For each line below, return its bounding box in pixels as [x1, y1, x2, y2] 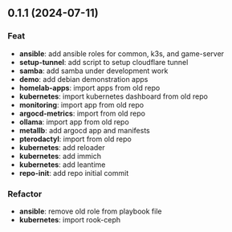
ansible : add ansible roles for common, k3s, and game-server [18, 48, 225, 59]
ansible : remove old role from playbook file [18, 206, 162, 216]
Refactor [7, 188, 43, 199]
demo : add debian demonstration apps [18, 74, 149, 83]
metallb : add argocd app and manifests [18, 125, 150, 135]
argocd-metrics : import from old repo [18, 108, 146, 118]
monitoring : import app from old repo [18, 100, 144, 109]
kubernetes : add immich [18, 151, 102, 161]
